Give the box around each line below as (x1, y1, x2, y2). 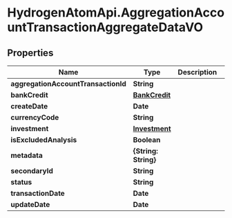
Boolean (133, 135, 161, 144)
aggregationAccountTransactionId (10, 79, 126, 88)
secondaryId (10, 166, 54, 175)
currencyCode (10, 112, 59, 122)
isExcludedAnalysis (10, 135, 77, 144)
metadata (10, 150, 43, 160)
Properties (7, 47, 54, 59)
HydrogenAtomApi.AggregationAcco (7, 5, 225, 21)
